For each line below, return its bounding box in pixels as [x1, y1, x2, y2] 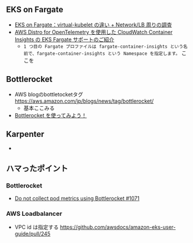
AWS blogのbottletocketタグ [14, 91, 84, 98]
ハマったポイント [6, 163, 68, 173]
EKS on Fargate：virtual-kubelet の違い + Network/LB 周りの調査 [14, 21, 172, 28]
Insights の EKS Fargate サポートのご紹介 [14, 35, 115, 43]
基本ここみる [23, 104, 55, 111]
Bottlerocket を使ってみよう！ [14, 111, 87, 119]
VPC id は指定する [14, 224, 59, 231]
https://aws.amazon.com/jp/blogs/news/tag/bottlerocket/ [14, 97, 154, 104]
